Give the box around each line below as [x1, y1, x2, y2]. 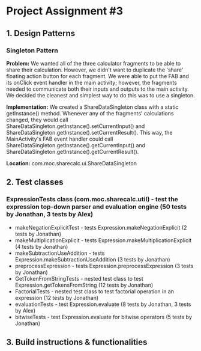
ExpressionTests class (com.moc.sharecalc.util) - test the [6, 195, 179, 204]
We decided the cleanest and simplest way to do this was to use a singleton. [6, 91, 195, 99]
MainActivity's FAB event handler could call [6, 135, 113, 142]
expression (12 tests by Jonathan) [14, 294, 99, 301]
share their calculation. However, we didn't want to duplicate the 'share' [6, 66, 184, 73]
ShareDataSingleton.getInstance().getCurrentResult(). [6, 148, 139, 155]
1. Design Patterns [6, 28, 76, 38]
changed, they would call [6, 116, 68, 123]
